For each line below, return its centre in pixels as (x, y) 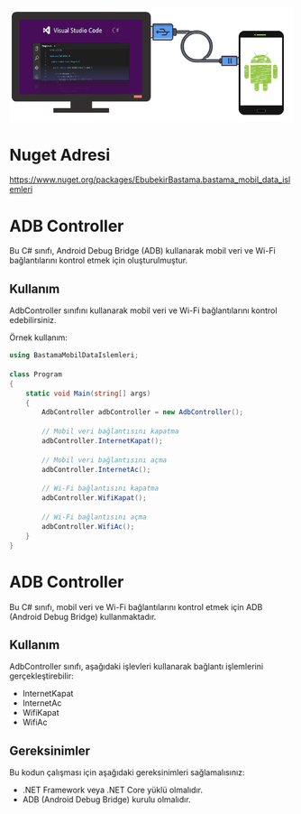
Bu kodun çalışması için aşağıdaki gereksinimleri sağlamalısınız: (127, 772)
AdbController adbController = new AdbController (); (143, 412)
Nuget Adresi (60, 155)
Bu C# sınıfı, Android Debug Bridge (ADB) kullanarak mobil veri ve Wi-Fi (143, 251)
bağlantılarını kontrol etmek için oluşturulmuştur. (98, 261)
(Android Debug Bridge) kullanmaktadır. (83, 616)
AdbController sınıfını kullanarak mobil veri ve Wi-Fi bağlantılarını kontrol (143, 310)
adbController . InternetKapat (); (103, 441)
